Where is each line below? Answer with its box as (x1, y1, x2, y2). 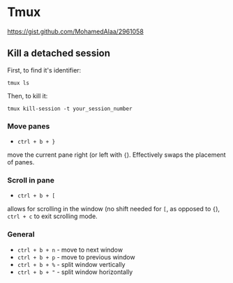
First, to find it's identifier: (7, 66, 82, 74)
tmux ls (7, 79, 30, 86)
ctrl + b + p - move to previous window (17, 252, 135, 261)
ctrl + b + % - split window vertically (17, 260, 126, 268)
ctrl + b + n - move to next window (17, 245, 123, 254)
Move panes (7, 121, 50, 131)
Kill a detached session (7, 47, 110, 59)
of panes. (7, 158, 35, 167)
